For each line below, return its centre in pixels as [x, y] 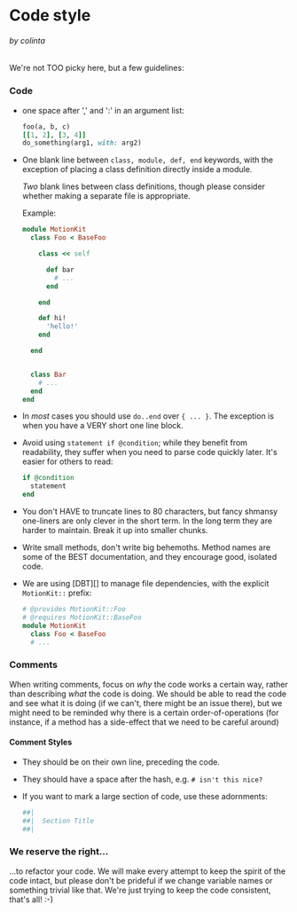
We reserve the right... [59, 852]
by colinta [27, 40]
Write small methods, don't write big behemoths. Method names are [146, 547]
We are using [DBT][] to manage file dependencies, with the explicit [145, 584]
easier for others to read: [67, 461]
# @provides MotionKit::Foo [74, 609]
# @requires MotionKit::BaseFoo [82, 617]
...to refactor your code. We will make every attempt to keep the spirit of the [148, 871]
